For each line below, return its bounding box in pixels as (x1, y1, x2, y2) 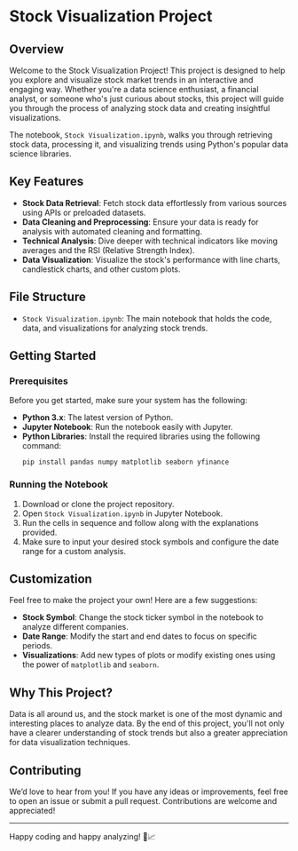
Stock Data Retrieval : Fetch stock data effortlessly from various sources (21, 197, 287, 208)
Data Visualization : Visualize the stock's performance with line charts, (21, 254, 281, 265)
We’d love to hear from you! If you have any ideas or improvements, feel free (9, 786, 288, 797)
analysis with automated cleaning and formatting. (21, 226, 202, 236)
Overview (9, 42, 65, 57)
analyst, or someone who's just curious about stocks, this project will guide (9, 93, 285, 104)
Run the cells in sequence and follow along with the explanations (21, 517, 259, 528)
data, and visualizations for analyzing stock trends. (21, 322, 208, 333)
